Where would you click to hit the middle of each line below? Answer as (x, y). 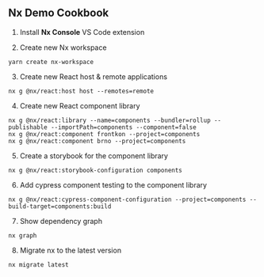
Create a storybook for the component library (94, 156)
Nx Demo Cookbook (59, 13)
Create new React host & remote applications (94, 76)
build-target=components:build (60, 206)
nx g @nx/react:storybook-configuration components (95, 170)
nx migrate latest (38, 264)
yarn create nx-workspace (51, 62)
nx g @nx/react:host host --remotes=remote (81, 91)
